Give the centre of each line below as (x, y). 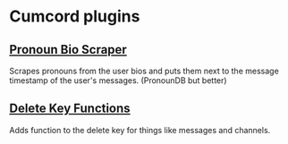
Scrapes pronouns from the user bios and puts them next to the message (144, 71)
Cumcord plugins (75, 17)
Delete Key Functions (70, 109)
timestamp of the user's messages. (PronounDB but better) (118, 80)
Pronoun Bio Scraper (68, 50)
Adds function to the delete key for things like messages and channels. (140, 130)
